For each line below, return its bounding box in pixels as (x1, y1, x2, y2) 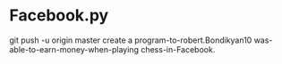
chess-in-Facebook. (140, 44, 216, 54)
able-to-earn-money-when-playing (9, 44, 139, 54)
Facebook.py (9, 5, 109, 26)
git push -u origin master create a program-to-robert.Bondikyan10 (9, 35, 252, 45)
